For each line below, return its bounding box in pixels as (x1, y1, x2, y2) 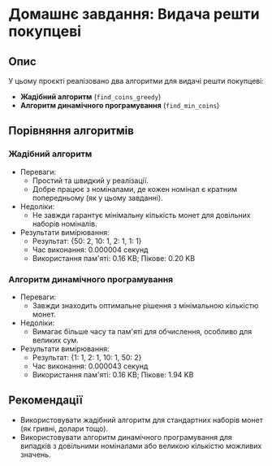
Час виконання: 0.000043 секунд (32, 361, 149, 371)
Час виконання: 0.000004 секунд (32, 245, 149, 255)
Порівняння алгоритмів (8, 124, 134, 138)
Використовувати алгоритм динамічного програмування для (19, 432, 233, 442)
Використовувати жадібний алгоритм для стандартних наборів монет (19, 415, 264, 425)
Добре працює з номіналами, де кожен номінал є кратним (32, 184, 238, 194)
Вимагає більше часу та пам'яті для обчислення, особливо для (32, 326, 253, 336)
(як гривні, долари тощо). (19, 424, 108, 433)
